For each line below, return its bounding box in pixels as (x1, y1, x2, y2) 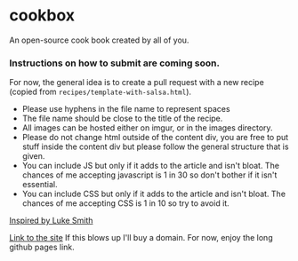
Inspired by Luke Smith (9, 215, 93, 226)
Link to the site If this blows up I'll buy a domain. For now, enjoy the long (9, 233, 273, 243)
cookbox (9, 5, 76, 26)
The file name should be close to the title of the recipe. (21, 113, 223, 124)
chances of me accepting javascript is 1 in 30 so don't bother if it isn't (21, 170, 278, 180)
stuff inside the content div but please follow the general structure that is (21, 141, 289, 152)
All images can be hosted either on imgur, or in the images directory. (21, 123, 273, 133)
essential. (21, 179, 58, 190)
